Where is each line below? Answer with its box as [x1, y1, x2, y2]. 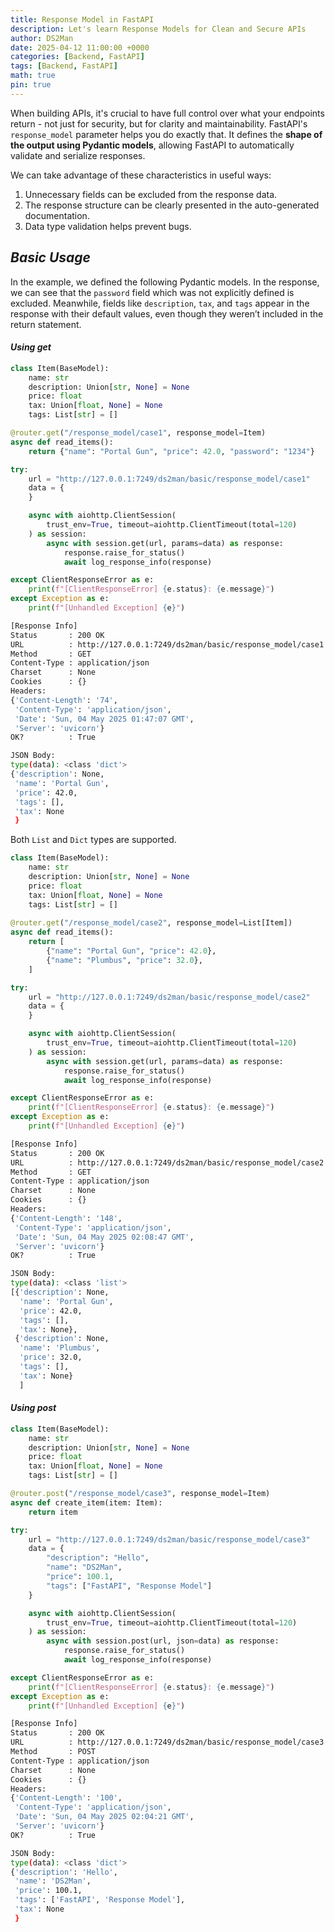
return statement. [10, 318, 82, 330]
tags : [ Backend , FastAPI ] [10, 61, 118, 71]
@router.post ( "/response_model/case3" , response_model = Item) [10, 1489, 271, 1499]
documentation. [24, 209, 90, 221]
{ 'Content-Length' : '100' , [10, 1793, 123, 1803]
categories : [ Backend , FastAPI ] [10, 52, 145, 62]
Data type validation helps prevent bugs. [24, 220, 192, 232]
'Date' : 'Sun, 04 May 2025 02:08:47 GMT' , [14, 1232, 195, 1242]
